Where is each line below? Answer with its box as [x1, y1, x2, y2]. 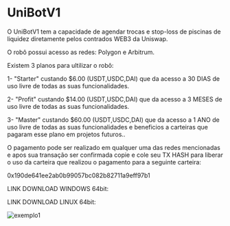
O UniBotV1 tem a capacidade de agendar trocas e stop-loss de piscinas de [7, 27, 221, 36]
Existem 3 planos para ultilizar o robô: [7, 61, 114, 69]
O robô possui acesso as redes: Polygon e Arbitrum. [7, 48, 155, 56]
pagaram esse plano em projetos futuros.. [7, 130, 126, 138]
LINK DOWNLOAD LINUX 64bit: [7, 197, 96, 206]
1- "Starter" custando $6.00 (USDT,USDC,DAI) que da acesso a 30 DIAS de [7, 74, 220, 83]
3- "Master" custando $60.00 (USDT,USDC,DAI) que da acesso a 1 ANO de [7, 115, 220, 124]
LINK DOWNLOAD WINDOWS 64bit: [7, 184, 109, 192]
